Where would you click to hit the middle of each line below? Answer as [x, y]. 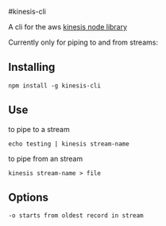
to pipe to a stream [39, 129]
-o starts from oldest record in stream [76, 216]
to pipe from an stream [46, 158]
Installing [32, 67]
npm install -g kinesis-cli [55, 86]
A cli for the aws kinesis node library [68, 27]
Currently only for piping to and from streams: [83, 42]
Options [29, 198]
